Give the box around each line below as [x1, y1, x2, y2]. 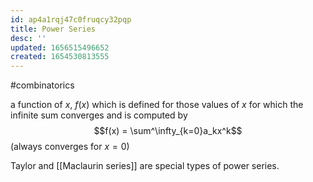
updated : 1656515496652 [10, 42, 110, 53]
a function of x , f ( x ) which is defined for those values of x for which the [10, 99, 304, 111]
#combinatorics [10, 79, 75, 91]
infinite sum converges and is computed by [10, 109, 188, 121]
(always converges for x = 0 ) [10, 141, 130, 153]
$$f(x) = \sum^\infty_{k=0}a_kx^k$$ [93, 125, 243, 137]
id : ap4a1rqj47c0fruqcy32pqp [10, 14, 132, 25]
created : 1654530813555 [10, 52, 110, 62]
